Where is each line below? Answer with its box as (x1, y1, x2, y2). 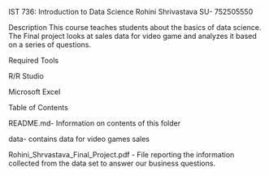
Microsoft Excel (8, 87, 61, 97)
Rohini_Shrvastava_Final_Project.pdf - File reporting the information (8, 150, 235, 159)
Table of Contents (8, 103, 69, 112)
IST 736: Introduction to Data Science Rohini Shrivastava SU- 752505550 (8, 7, 254, 16)
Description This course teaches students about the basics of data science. (8, 23, 262, 32)
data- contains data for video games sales (8, 134, 150, 144)
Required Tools (8, 56, 59, 65)
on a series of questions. (8, 40, 92, 49)
